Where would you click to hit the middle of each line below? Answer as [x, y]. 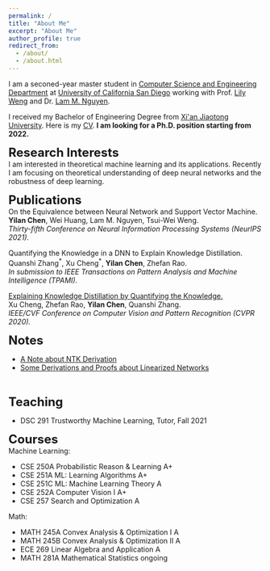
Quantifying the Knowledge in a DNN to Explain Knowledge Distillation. [126, 253]
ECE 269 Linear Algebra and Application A [90, 549]
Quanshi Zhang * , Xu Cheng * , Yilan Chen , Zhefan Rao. [98, 262]
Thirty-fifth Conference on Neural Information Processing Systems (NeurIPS [135, 229]
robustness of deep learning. [56, 181]
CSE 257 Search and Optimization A [79, 501]
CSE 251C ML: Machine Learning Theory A [91, 483]
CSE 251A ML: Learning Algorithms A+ [83, 475]
